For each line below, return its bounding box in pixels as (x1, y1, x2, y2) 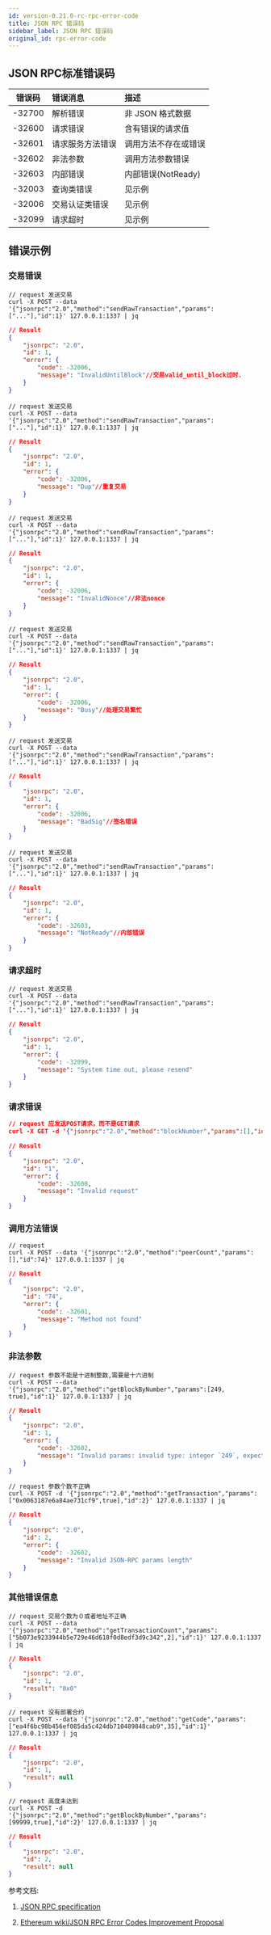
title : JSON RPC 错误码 (8, 19, 85, 27)
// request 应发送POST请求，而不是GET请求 (8, 1120, 140, 1128)
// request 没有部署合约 (8, 1708, 85, 1716)
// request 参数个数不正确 (8, 1482, 90, 1491)
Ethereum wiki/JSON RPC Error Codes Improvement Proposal (19, 1917, 224, 1928)
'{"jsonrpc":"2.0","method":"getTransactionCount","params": (8, 1626, 219, 1634)
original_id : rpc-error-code (8, 34, 106, 43)
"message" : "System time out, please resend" (37, 1065, 194, 1073)
